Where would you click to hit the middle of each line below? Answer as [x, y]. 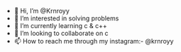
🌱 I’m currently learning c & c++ [61, 26]
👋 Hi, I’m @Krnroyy [42, 11]
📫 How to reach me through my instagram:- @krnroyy [94, 41]
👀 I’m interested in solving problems [66, 18]
